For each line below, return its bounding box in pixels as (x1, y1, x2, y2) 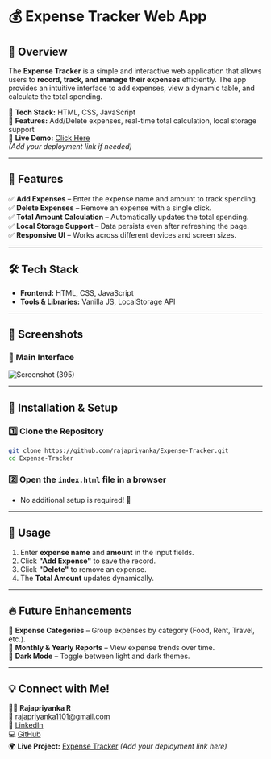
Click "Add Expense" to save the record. (19, 556, 156, 566)
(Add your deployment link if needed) (8, 142, 133, 151)
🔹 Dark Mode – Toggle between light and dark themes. (8, 651, 190, 661)
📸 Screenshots (8, 328, 84, 342)
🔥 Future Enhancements (8, 604, 132, 618)
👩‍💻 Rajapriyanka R (8, 703, 71, 713)
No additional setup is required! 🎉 (19, 496, 131, 505)
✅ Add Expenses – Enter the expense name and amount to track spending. (8, 193, 258, 203)
